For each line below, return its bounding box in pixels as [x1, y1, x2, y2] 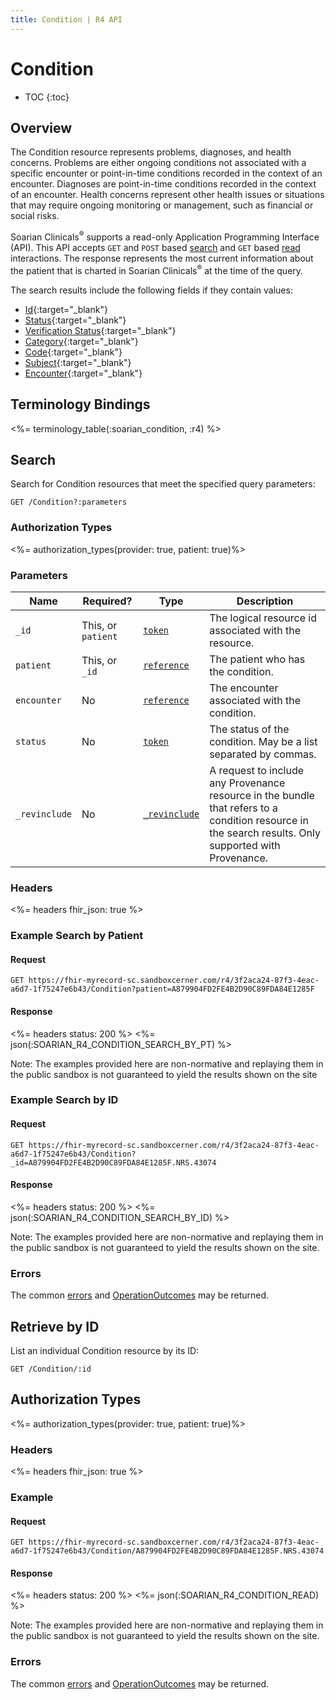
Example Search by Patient [10, 929, 144, 943]
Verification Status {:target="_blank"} [24, 324, 177, 336]
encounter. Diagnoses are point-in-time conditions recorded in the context [10, 178, 317, 190]
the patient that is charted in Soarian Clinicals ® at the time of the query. [10, 263, 304, 276]
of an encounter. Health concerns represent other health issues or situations [10, 189, 325, 201]
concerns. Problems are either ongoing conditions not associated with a [10, 157, 307, 169]
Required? [82, 594, 133, 608]
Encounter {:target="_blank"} [24, 367, 143, 379]
